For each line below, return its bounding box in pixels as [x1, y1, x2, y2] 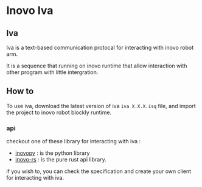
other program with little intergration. [6, 69, 99, 76]
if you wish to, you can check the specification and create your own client [6, 168, 192, 175]
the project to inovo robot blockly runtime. [6, 109, 111, 116]
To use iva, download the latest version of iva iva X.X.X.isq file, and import [6, 102, 196, 109]
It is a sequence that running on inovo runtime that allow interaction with [6, 62, 187, 69]
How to [6, 86, 34, 97]
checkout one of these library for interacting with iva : [6, 138, 141, 145]
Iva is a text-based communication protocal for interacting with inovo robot [6, 44, 193, 51]
